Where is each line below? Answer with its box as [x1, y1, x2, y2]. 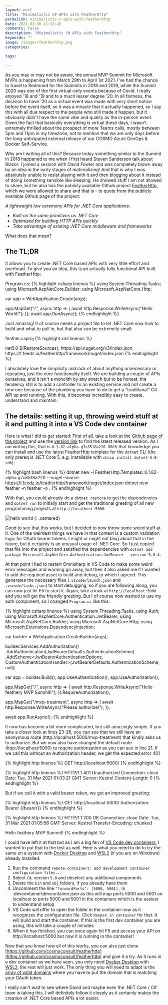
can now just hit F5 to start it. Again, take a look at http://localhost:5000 [5, 588, 156, 594]
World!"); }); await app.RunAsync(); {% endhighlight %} [5, 311, 119, 317]
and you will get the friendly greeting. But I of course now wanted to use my [5, 593, 161, 599]
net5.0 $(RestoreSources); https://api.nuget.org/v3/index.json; [5, 345, 134, 351]
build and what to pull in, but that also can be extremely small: [5, 326, 132, 332]
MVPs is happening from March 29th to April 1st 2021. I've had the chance [5, 77, 158, 83]
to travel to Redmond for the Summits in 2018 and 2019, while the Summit [5, 82, 156, 88]
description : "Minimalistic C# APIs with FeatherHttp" [5, 31, 122, 36]
